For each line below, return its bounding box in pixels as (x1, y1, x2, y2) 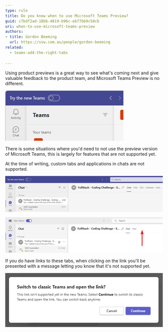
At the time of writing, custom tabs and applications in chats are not (5, 160, 145, 167)
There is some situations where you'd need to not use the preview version (5, 145, 158, 152)
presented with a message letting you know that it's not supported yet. (5, 263, 151, 269)
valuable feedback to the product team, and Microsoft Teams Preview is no (5, 75, 160, 81)
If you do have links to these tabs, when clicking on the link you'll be (5, 258, 146, 264)
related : (5, 45, 23, 50)
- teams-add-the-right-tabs (9, 50, 68, 55)
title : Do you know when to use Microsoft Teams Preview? (5, 13, 128, 18)
